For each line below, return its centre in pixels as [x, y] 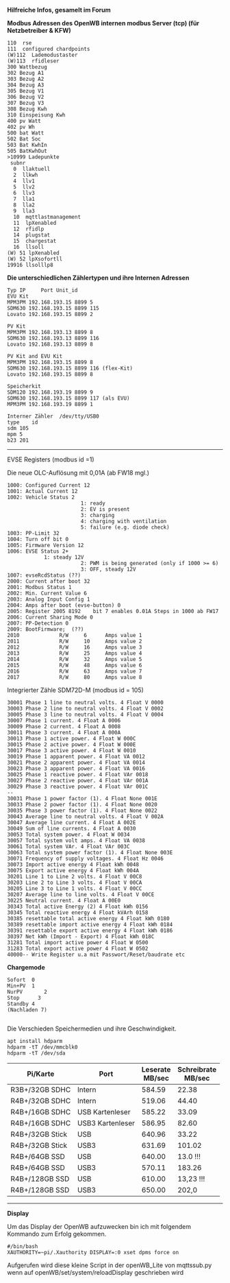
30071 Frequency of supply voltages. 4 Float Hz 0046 [86, 859]
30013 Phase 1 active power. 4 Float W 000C [72, 739]
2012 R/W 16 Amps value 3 [75, 647]
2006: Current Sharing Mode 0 [50, 617]
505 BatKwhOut [27, 151]
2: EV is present [105, 509]
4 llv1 [24, 181]
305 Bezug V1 [26, 91]
